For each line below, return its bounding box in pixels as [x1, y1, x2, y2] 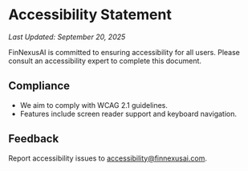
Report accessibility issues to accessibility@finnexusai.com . [8, 153, 207, 163]
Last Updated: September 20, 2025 [8, 32, 126, 42]
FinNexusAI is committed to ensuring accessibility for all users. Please [8, 47, 241, 57]
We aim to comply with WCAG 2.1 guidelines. [19, 100, 169, 109]
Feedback [8, 132, 59, 145]
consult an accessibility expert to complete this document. [8, 56, 202, 66]
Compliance [8, 79, 71, 93]
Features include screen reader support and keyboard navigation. [19, 109, 238, 118]
